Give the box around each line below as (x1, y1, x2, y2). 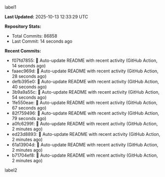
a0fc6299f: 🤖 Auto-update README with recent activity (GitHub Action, (11, 121, 158, 126)
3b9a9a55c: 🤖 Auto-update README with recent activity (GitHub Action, (11, 89, 160, 95)
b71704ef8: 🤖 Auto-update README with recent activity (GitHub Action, (11, 152, 158, 158)
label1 (4, 4, 17, 10)
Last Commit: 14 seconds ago (11, 38, 73, 44)
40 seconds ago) (11, 84, 47, 90)
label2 (4, 167, 17, 173)
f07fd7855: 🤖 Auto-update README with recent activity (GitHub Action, (11, 58, 158, 63)
